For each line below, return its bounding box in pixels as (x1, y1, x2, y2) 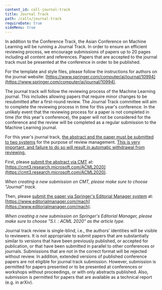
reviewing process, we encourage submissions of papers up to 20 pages (5, 49, 151, 55)
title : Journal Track (5, 12, 49, 17)
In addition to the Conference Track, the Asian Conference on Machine (5, 38, 146, 44)
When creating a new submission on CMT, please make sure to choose (5, 179, 148, 185)
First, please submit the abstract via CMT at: (5, 159, 94, 165)
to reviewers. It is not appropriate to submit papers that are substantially (5, 233, 149, 239)
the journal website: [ (5, 74, 48, 80)
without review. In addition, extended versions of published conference (5, 254, 147, 259)
